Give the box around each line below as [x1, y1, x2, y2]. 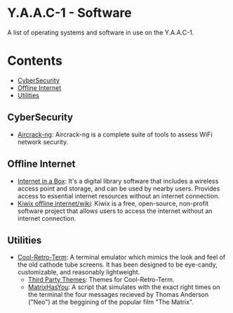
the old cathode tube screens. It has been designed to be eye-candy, [17, 260, 218, 269]
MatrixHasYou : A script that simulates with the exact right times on [27, 283, 220, 291]
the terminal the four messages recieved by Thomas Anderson [27, 290, 209, 299]
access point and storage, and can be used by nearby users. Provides [17, 184, 220, 193]
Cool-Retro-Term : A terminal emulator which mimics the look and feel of [17, 253, 226, 262]
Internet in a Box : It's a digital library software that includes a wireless [17, 177, 219, 185]
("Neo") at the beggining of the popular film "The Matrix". [27, 298, 194, 307]
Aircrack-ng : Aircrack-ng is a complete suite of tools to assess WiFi [17, 130, 213, 139]
